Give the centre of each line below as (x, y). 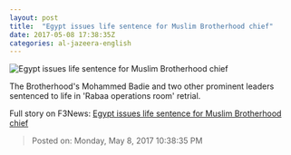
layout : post (34, 18)
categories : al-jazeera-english (70, 43)
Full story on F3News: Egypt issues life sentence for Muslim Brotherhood (145, 113)
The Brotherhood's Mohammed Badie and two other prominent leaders (142, 86)
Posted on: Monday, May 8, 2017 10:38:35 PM (117, 140)
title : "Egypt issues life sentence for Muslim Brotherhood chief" (141, 26)
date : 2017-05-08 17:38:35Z (63, 34)
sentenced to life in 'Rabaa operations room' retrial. (105, 96)
